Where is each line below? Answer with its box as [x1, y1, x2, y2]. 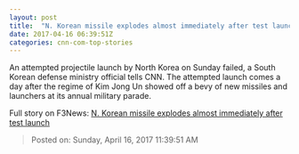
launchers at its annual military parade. [9, 91, 151, 101]
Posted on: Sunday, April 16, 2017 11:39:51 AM [30, 134, 198, 145]
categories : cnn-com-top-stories [9, 37, 133, 47]
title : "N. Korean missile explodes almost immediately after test [9, 21, 269, 30]
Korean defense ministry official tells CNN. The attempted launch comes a [9, 72, 281, 83]
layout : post [9, 12, 58, 22]
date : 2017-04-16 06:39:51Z [9, 29, 114, 38]
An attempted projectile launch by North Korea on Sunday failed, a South [9, 62, 276, 73]
